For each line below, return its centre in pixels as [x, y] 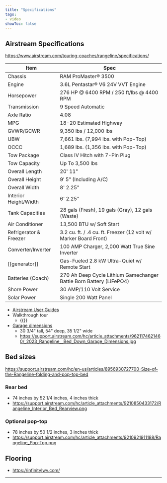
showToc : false [21, 24]
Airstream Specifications [45, 43]
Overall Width [24, 188]
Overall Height [24, 179]
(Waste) [69, 216]
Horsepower [22, 96]
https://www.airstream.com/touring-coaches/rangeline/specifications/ [77, 56]
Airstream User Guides [36, 310]
